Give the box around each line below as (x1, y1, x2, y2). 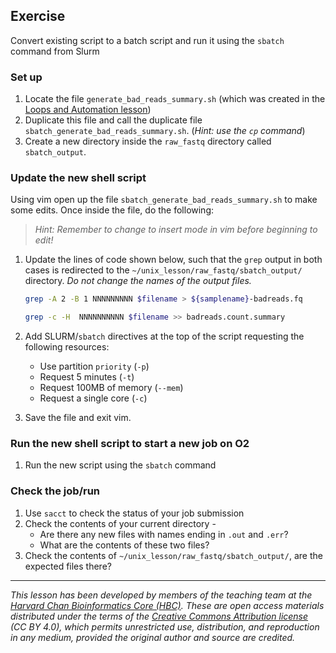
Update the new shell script (10, 171, 147, 185)
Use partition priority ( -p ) (39, 360, 150, 373)
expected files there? (24, 560, 112, 572)
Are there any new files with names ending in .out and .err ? (39, 528, 289, 540)
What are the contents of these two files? (39, 539, 210, 551)
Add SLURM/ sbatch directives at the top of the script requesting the (24, 330, 305, 343)
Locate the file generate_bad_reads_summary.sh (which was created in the (24, 93, 326, 105)
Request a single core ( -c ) (39, 392, 148, 404)
